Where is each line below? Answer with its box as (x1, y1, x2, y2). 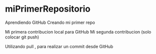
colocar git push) (5, 34, 39, 40)
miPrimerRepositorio (5, 3, 91, 15)
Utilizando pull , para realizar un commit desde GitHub (5, 43, 113, 49)
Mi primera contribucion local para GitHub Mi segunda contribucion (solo (5, 29, 152, 35)
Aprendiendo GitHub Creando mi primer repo (5, 19, 95, 25)
